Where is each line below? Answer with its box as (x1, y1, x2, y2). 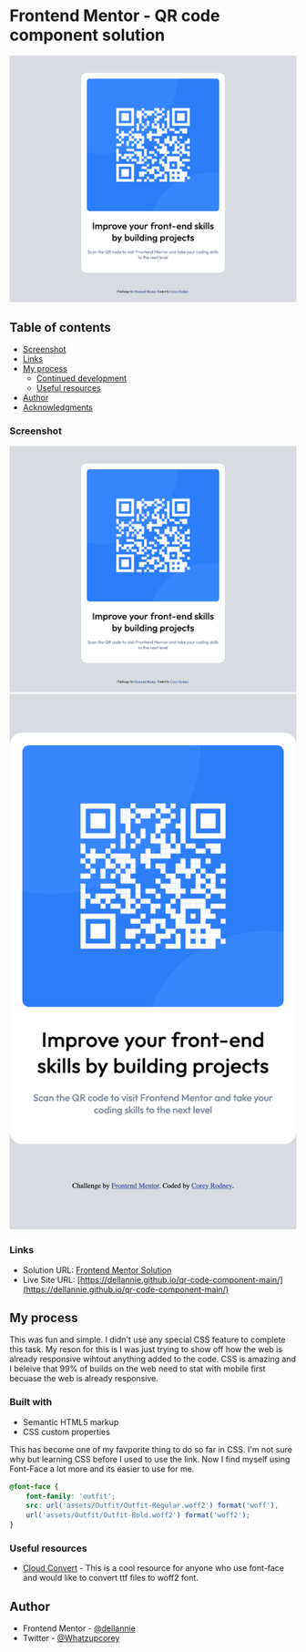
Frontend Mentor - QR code (9, 5, 220, 26)
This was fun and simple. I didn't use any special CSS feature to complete (9, 1334, 286, 1345)
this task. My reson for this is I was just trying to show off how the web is (9, 1344, 283, 1355)
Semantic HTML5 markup (22, 1416, 119, 1427)
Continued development (36, 373, 127, 384)
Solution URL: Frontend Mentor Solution (22, 1264, 172, 1276)
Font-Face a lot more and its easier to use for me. (9, 1463, 195, 1474)
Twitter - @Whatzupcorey (22, 1633, 120, 1644)
